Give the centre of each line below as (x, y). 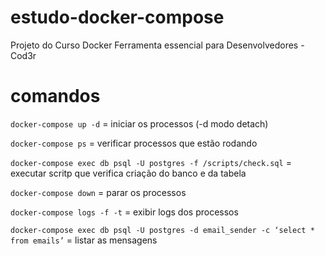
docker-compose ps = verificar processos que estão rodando (134, 143)
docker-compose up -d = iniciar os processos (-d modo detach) (139, 123)
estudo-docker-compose (117, 17)
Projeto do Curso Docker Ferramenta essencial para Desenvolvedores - (157, 45)
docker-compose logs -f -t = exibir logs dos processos (124, 212)
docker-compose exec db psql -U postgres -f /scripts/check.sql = (151, 162)
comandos (55, 96)
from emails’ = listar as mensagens (84, 240)
